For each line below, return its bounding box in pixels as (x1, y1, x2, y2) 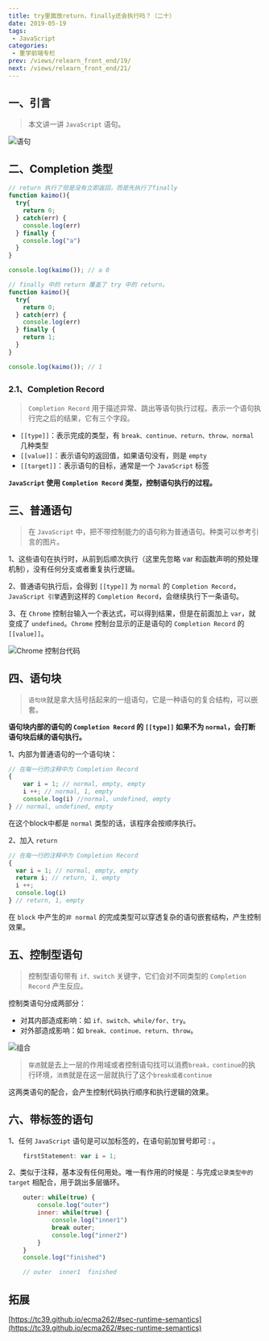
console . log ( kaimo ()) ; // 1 (8, 362, 103, 371)
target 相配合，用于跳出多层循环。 (8, 1177, 124, 1187)
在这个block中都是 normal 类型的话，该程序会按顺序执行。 (8, 818, 201, 828)
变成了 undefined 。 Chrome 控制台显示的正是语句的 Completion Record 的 (8, 618, 245, 628)
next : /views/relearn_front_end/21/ (8, 65, 131, 73)
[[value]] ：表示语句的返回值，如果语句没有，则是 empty (19, 450, 207, 460)
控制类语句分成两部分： (8, 998, 86, 1008)
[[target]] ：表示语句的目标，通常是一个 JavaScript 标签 (19, 461, 209, 470)
